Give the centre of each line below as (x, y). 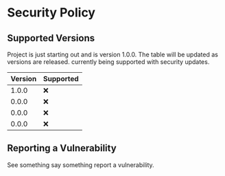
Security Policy (51, 13)
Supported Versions (51, 38)
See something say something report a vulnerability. (81, 165)
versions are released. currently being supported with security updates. (108, 62)
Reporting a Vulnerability (62, 148)
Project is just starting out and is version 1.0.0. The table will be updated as (113, 54)
